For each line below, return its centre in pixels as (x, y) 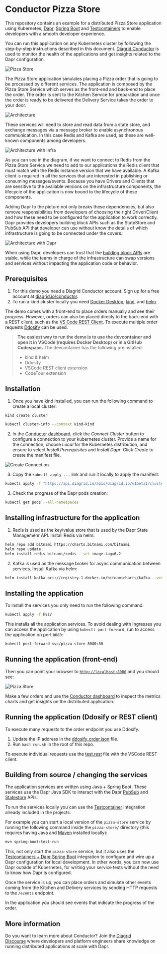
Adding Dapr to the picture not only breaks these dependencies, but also (80, 206)
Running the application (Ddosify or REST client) (82, 717)
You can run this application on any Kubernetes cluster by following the (78, 43)
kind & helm (37, 357)
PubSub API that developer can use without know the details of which (77, 228)
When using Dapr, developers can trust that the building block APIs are (78, 252)
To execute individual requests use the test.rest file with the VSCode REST (81, 754)
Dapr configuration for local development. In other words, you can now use (82, 862)
